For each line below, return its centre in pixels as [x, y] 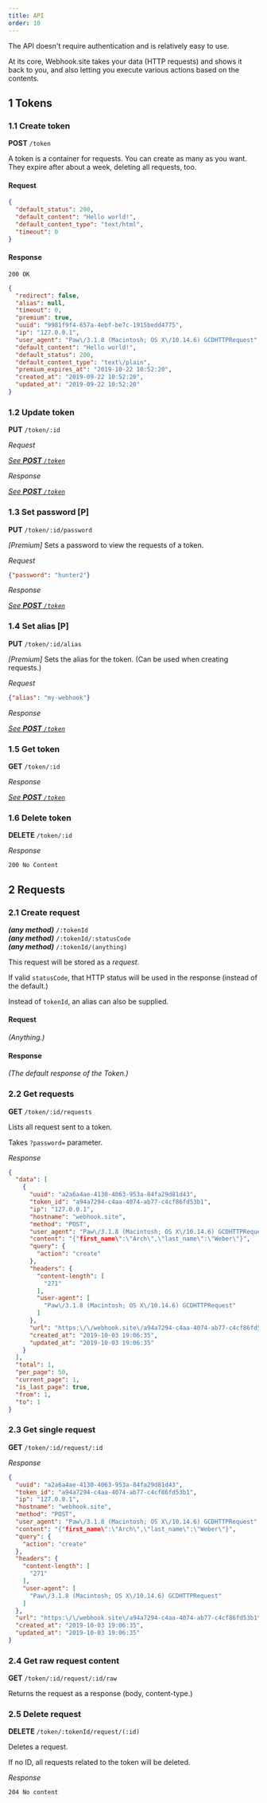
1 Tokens [31, 103]
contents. [24, 78]
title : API [26, 16]
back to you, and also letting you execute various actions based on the [124, 69]
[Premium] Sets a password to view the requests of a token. [106, 545]
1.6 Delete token [40, 818]
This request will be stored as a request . [74, 962]
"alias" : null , [41, 303]
